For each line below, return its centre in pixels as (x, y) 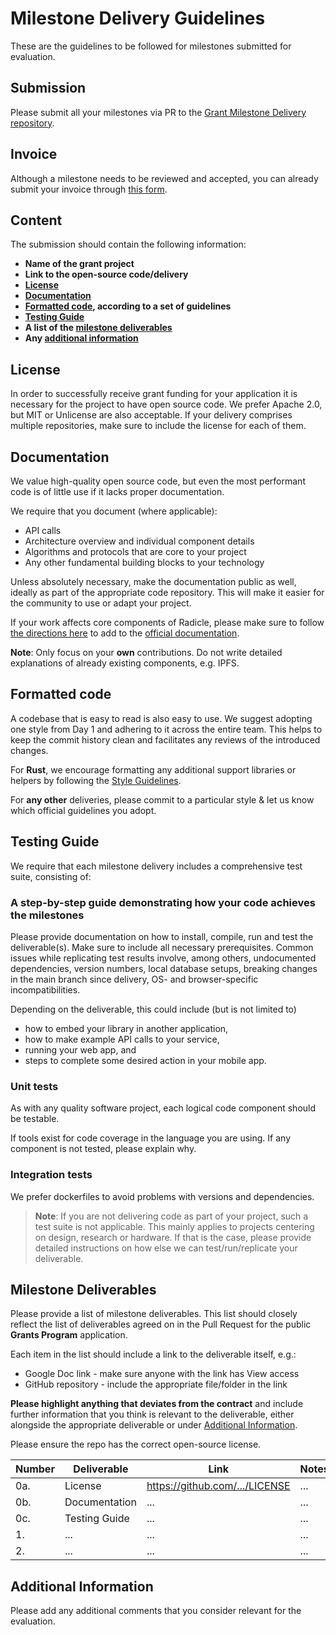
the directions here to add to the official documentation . (125, 633)
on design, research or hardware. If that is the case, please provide (173, 1237)
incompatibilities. (45, 989)
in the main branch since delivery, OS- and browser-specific (134, 979)
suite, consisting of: (51, 876)
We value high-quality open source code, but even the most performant (158, 481)
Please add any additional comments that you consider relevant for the (156, 1611)
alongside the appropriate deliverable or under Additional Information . (154, 1425)
